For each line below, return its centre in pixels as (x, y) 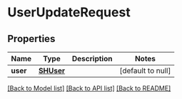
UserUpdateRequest (69, 12)
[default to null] (145, 71)
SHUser (52, 71)
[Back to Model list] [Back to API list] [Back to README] (89, 88)
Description (92, 59)
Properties (31, 39)
